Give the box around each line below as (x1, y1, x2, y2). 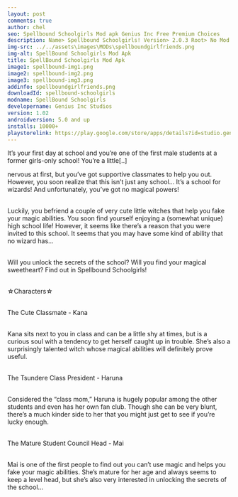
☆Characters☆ (7, 287, 53, 296)
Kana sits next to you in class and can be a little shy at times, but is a (7, 330, 208, 338)
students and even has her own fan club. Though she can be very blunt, (7, 402, 217, 411)
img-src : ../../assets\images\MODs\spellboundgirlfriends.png (7, 43, 195, 50)
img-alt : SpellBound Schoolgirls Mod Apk (7, 50, 132, 58)
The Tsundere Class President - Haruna (7, 374, 123, 383)
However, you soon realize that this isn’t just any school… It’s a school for (7, 178, 221, 186)
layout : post (7, 10, 46, 18)
